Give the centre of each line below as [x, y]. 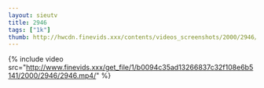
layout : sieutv [33, 15]
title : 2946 [27, 23]
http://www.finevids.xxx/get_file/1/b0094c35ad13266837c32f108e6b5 [140, 68]
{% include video [36, 59]
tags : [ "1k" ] [29, 30]
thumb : [19, 37]
